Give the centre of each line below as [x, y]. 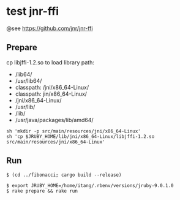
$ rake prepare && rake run [42, 191]
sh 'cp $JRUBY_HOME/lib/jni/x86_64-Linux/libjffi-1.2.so [81, 136]
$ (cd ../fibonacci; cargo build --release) [64, 175]
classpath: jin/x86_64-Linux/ [51, 94]
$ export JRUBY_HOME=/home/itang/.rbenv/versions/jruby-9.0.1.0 [90, 185]
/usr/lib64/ [28, 80]
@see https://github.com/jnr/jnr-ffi [50, 28]
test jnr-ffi [33, 11]
